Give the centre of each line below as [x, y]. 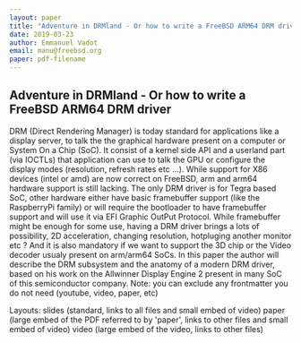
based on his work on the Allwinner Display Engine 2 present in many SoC [146, 273]
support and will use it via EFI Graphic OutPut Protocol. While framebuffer [145, 217]
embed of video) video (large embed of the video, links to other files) [137, 329]
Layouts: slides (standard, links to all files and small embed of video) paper [147, 310]
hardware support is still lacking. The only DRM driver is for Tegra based [143, 188]
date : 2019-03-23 [42, 34]
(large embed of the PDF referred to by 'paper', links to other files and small [149, 320]
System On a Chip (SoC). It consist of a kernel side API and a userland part [147, 150]
